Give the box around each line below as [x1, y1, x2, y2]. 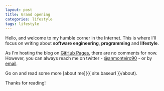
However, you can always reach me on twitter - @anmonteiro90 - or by [5, 55, 152, 61]
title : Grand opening [5, 12, 51, 17]
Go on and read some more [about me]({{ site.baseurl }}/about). [5, 70, 138, 76]
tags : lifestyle [5, 21, 39, 26]
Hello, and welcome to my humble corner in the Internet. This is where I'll [5, 35, 156, 41]
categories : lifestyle [5, 16, 53, 21]
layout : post [5, 7, 33, 12]
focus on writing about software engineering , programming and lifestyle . [5, 40, 159, 46]
